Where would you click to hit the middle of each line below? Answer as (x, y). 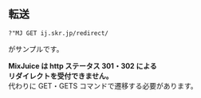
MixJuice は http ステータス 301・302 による (83, 65)
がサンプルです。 (36, 49)
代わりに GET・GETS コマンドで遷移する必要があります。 (103, 85)
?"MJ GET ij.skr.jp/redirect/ (59, 33)
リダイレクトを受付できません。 (61, 76)
